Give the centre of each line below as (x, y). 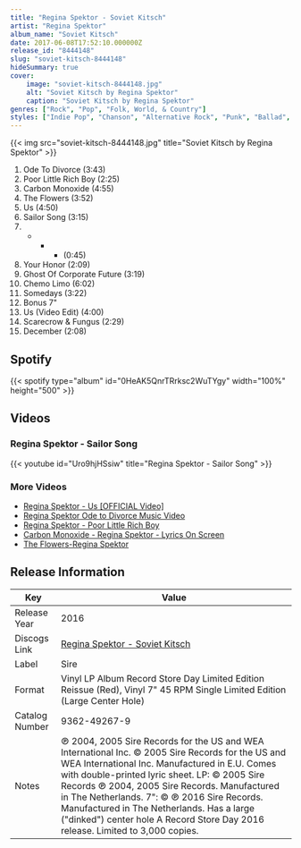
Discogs (32, 638)
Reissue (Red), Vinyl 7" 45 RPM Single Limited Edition (173, 690)
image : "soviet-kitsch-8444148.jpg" (95, 84)
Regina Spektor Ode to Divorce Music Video (104, 515)
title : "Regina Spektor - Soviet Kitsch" (88, 17)
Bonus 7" (40, 303)
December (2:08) (55, 331)
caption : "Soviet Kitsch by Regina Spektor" (110, 101)
